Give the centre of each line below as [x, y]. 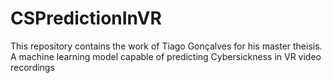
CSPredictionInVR [86, 18]
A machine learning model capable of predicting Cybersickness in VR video [166, 56]
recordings [32, 67]
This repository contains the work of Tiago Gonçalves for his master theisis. [166, 46]
